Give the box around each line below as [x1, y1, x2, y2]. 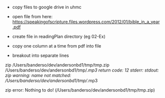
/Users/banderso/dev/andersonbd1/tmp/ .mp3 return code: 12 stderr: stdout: [5, 67, 159, 73]
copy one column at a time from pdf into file [12, 43, 101, 49]
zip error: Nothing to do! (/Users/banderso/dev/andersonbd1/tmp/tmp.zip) [5, 87, 155, 93]
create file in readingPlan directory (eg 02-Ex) [12, 34, 106, 39]
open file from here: [12, 14, 53, 19]
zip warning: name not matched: [5, 73, 71, 78]
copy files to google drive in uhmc [12, 4, 82, 10]
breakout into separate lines [12, 52, 69, 58]
